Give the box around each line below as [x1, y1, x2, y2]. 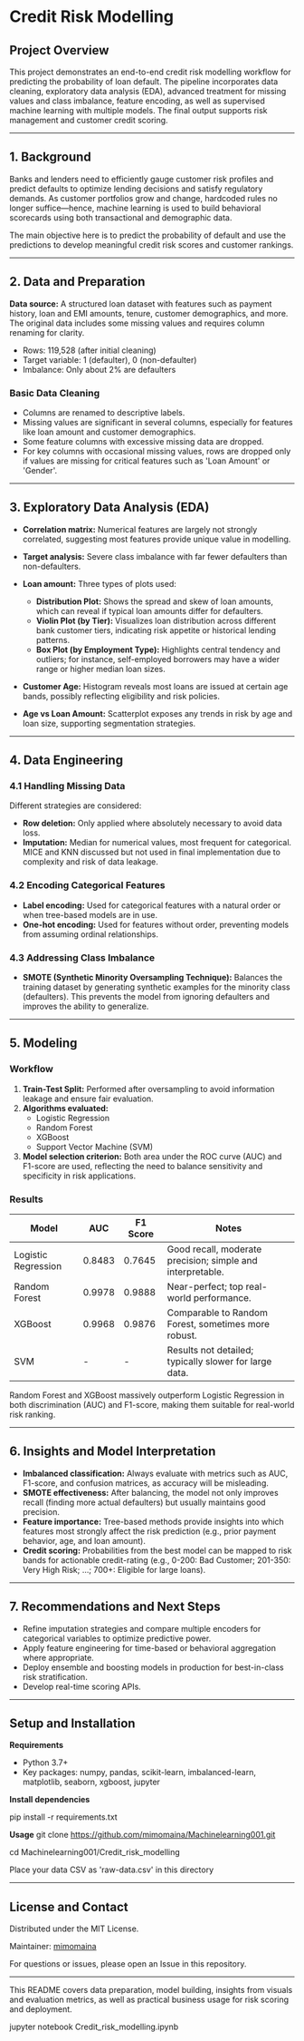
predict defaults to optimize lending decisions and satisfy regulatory [9, 183, 263, 194]
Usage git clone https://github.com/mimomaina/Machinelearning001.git [9, 1830, 276, 1841]
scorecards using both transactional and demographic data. [9, 211, 233, 223]
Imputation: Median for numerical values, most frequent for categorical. [22, 837, 292, 848]
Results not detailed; [166, 1344, 254, 1356]
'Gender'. [22, 464, 57, 475]
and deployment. [9, 2004, 72, 2015]
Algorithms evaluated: [22, 1102, 109, 1113]
